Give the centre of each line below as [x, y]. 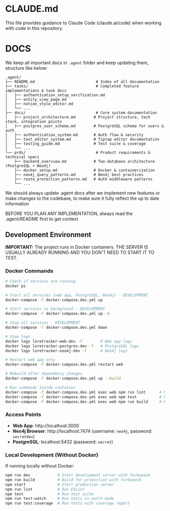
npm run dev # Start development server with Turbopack [78, 475]
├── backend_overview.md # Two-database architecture [85, 161]
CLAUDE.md [32, 9]
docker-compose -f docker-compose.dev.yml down [56, 328]
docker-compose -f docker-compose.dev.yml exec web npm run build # [83, 402]
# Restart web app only [30, 360]
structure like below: [27, 68]
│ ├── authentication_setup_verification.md [55, 95]
